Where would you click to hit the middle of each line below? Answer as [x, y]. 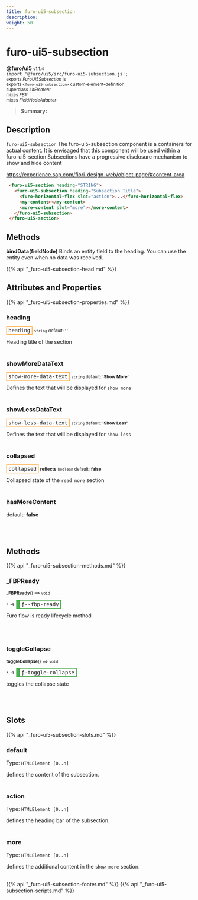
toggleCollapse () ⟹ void [32, 661]
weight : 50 [20, 23]
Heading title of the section [39, 342]
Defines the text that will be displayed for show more [69, 388]
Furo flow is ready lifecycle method [49, 616]
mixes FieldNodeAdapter [31, 100]
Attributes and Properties [54, 288]
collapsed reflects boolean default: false [55, 469]
